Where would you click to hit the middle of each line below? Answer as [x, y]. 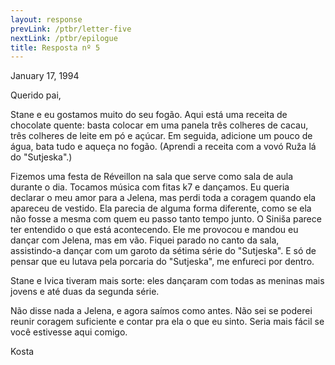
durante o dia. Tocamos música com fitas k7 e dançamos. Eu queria [150, 187]
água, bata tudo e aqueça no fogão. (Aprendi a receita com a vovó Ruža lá [163, 147]
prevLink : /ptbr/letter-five [71, 29]
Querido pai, [36, 95]
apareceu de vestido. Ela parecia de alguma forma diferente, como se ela [161, 208]
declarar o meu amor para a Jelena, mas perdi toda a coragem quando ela [163, 198]
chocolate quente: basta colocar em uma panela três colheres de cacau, [159, 125]
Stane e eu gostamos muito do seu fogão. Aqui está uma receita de [149, 115]
